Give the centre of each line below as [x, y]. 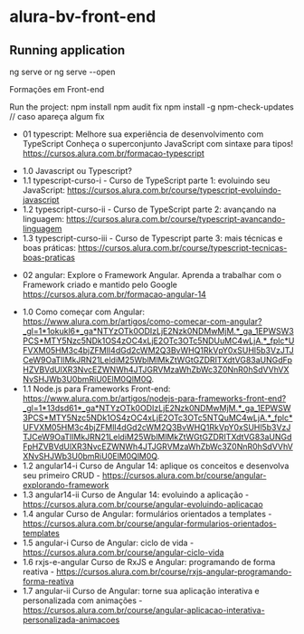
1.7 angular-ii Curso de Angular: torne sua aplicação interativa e [141, 591]
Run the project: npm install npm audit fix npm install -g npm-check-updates [152, 107]
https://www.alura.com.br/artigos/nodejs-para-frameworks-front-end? [154, 399]
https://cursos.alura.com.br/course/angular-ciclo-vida [123, 552]
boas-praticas [48, 257]
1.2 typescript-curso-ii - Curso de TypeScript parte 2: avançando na [149, 209]
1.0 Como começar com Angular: [84, 312]
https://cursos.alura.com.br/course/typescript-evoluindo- [175, 190]
